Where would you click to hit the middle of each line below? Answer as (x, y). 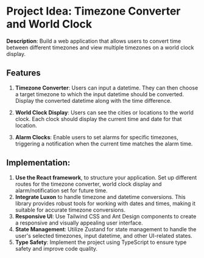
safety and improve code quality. (56, 248)
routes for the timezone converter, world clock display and (88, 184)
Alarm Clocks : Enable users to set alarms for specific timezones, (97, 137)
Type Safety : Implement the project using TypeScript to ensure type (101, 242)
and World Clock (49, 24)
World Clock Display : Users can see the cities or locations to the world (104, 112)
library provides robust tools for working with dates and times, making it (105, 203)
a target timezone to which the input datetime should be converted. (100, 94)
